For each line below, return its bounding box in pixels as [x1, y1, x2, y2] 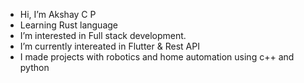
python [19, 62, 50, 73]
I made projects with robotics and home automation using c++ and [19, 51, 295, 63]
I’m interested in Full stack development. [19, 30, 187, 41]
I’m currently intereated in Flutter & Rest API [19, 40, 200, 52]
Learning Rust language [19, 19, 119, 31]
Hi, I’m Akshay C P [19, 9, 97, 20]
